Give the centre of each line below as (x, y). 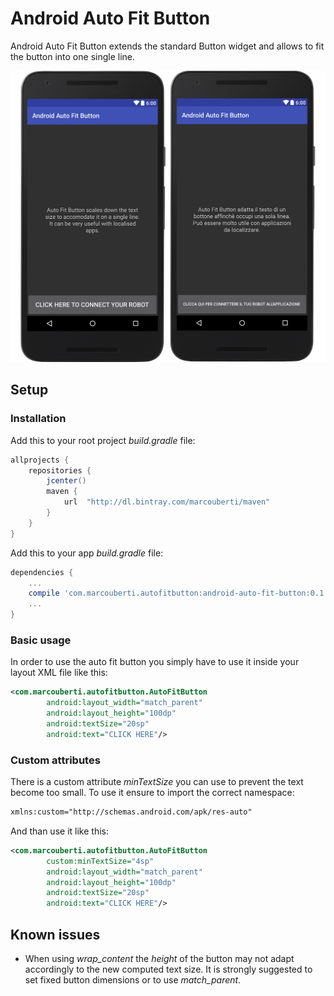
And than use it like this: (59, 831)
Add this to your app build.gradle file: (87, 553)
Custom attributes (55, 760)
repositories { (60, 470)
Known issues (55, 934)
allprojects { (40, 460)
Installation (38, 419)
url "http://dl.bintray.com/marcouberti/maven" (167, 502)
